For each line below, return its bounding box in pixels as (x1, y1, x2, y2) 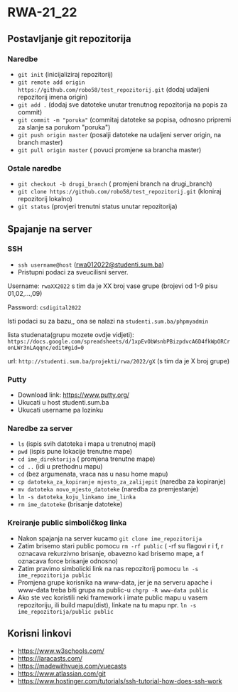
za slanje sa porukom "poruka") (17, 122, 111, 132)
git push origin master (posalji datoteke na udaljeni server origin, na (17, 130, 222, 139)
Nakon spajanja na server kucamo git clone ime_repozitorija (17, 534, 202, 543)
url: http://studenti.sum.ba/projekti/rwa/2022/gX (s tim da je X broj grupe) (7, 356, 230, 365)
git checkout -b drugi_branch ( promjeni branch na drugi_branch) (17, 179, 213, 188)
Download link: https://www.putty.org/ (17, 390, 130, 399)
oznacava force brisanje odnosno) (17, 556, 119, 565)
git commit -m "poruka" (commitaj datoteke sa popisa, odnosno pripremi (17, 115, 232, 124)
